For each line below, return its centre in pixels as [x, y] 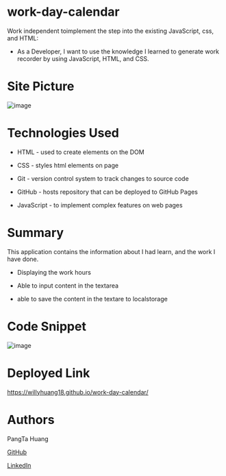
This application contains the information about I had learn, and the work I [111, 251]
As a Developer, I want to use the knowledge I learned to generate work [118, 51]
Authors [31, 419]
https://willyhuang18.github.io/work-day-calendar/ [78, 392]
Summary [35, 233]
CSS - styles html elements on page [67, 165]
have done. [23, 259]
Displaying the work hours [54, 272]
